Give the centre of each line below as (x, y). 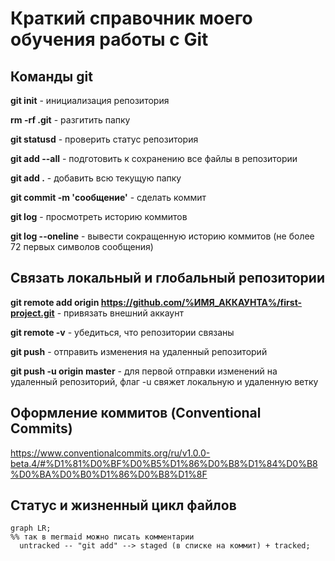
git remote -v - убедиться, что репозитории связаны (122, 332)
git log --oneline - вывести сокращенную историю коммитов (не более (162, 236)
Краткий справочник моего (131, 18)
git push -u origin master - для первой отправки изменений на (144, 371)
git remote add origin (55, 302)
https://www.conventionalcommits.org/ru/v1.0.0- (110, 453)
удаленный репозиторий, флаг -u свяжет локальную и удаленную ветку (164, 381)
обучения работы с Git (109, 39)
